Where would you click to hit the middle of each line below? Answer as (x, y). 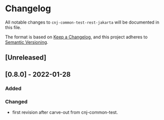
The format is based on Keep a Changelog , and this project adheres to (76, 37)
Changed (16, 101)
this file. (13, 27)
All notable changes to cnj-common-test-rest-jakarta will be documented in (82, 22)
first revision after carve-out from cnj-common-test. (65, 112)
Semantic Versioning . (27, 42)
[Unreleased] (26, 58)
